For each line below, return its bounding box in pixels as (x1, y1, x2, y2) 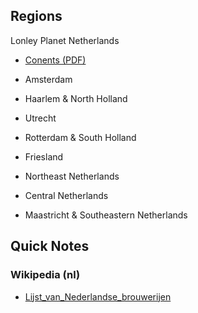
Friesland (24, 150, 64, 163)
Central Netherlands (24, 189, 109, 201)
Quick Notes (10, 238, 90, 255)
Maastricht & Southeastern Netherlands (24, 209, 188, 221)
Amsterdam (24, 73, 73, 85)
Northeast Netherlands (24, 170, 120, 182)
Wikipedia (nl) (10, 268, 81, 282)
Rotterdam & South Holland (24, 131, 137, 143)
